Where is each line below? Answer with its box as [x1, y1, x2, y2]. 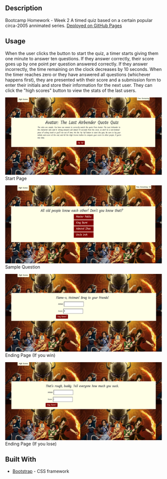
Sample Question [5, 264, 41, 270]
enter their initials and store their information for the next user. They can [5, 82, 153, 88]
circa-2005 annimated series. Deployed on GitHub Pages [5, 22, 122, 28]
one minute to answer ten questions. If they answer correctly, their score [5, 55, 154, 61]
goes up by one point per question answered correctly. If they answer [5, 61, 148, 67]
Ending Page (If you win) [5, 352, 56, 358]
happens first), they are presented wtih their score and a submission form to [5, 77, 162, 83]
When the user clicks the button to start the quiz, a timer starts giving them [5, 50, 159, 56]
